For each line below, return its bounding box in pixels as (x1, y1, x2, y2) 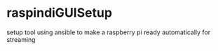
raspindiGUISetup (6, 5, 113, 21)
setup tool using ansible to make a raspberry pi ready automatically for (6, 28, 211, 36)
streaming (6, 35, 36, 43)
